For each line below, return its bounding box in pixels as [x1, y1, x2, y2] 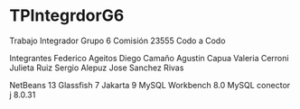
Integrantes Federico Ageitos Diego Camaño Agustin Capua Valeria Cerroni [9, 52, 289, 63]
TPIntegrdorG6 [9, 5, 125, 26]
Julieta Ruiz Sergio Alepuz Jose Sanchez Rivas [9, 62, 184, 73]
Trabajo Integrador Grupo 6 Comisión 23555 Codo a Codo [9, 35, 226, 46]
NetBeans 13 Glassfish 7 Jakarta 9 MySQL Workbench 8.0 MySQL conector [9, 79, 291, 90]
